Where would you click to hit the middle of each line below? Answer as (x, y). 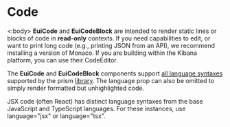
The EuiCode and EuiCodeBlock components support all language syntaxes (115, 73)
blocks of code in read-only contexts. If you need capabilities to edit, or (109, 38)
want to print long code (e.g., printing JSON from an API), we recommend (111, 45)
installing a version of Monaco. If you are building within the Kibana (102, 53)
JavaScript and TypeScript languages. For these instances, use (96, 108)
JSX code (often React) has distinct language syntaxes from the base (105, 101)
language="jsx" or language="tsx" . (56, 116)
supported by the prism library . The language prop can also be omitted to (111, 80)
